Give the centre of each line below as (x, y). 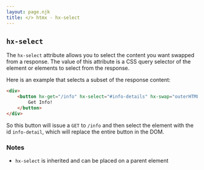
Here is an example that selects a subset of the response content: (89, 80)
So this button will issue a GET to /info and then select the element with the (100, 125)
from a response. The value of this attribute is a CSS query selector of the (99, 62)
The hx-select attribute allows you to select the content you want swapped (100, 55)
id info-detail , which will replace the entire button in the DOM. (85, 132)
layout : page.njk (28, 12)
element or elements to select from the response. (68, 68)
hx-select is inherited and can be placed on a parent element (92, 160)
